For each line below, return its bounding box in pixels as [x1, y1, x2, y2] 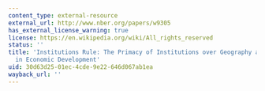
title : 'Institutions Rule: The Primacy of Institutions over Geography [8, 48, 252, 56]
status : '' [8, 41, 44, 49]
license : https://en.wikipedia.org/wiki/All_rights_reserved [8, 33, 214, 42]
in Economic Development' [15, 56, 101, 64]
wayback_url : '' [8, 70, 62, 78]
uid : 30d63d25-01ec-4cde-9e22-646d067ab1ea [8, 63, 154, 71]
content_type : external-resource [8, 11, 118, 20]
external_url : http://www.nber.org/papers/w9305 [8, 19, 171, 27]
